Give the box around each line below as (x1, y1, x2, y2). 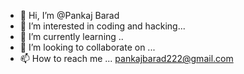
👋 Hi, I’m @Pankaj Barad (19, 10, 120, 21)
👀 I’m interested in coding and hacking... (19, 20, 186, 32)
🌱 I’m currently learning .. (19, 31, 124, 42)
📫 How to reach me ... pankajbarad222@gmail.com (19, 53, 234, 64)
